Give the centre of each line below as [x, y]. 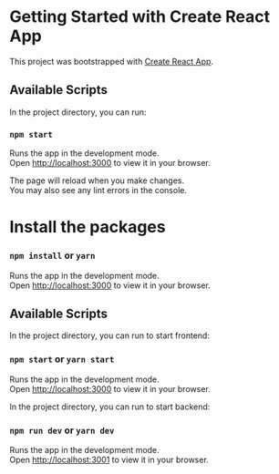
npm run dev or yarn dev [62, 430]
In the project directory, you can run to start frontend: [109, 335]
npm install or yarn [52, 255]
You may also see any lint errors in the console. [98, 191]
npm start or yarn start [62, 359]
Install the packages [88, 227]
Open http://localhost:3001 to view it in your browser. [109, 459]
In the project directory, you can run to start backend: [110, 407]
